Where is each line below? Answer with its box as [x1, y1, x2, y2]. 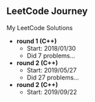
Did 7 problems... [26, 51, 76, 60]
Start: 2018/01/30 [26, 44, 76, 52]
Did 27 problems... [26, 73, 79, 81]
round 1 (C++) [16, 37, 57, 45]
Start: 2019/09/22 [26, 88, 77, 96]
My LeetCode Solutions [6, 23, 73, 31]
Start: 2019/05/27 [26, 66, 77, 74]
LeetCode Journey [6, 5, 88, 17]
